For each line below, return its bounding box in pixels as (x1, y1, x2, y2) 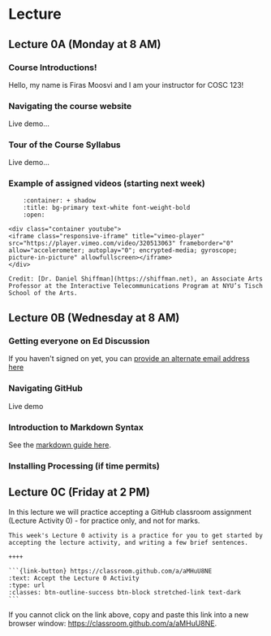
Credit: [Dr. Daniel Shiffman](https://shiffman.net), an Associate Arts (8, 274, 264, 283)
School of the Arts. (8, 289, 79, 297)
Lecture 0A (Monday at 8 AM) (8, 37, 161, 51)
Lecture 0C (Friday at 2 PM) (8, 486, 150, 499)
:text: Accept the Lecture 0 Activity (8, 574, 140, 582)
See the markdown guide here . (8, 440, 112, 450)
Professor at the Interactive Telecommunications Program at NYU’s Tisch (8, 281, 264, 290)
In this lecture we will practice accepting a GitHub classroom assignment (8, 507, 252, 516)
